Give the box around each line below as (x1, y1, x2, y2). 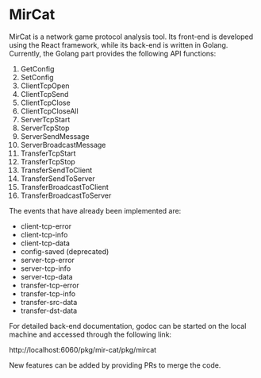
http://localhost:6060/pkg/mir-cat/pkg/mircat (9, 345, 157, 354)
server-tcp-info (20, 264, 71, 273)
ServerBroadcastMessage (20, 140, 106, 149)
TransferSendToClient (20, 165, 93, 175)
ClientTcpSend (20, 89, 69, 98)
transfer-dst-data (20, 306, 78, 315)
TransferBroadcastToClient (20, 182, 109, 191)
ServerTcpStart (20, 114, 71, 124)
